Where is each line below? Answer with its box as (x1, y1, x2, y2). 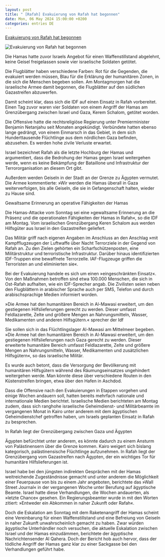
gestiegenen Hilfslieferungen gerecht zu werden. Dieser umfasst (5, 306, 136, 312)
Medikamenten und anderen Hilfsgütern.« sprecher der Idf (5, 317, 124, 323)
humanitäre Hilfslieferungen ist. (5, 459, 69, 465)
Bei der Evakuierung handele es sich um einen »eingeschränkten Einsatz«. (5, 271, 157, 277)
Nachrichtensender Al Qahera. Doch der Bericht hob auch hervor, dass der (5, 536, 157, 542)
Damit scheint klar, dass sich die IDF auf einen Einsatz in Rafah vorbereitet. (5, 99, 157, 105)
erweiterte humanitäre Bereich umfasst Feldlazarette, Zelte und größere (5, 342, 150, 348)
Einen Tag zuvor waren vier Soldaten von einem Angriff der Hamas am (5, 104, 148, 110)
